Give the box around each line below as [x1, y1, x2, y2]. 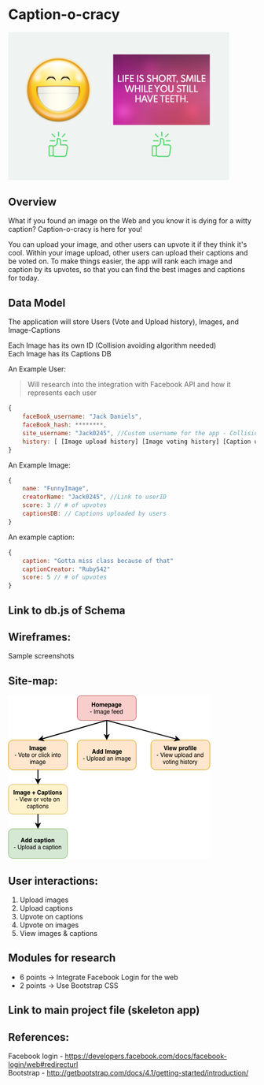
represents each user [27, 388, 97, 397]
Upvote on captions [19, 912, 84, 921]
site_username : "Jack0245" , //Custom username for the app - [22, 429, 226, 437]
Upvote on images [19, 920, 79, 930]
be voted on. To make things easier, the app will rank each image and [8, 256, 233, 266]
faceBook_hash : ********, [22, 421, 108, 429]
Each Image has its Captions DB [8, 349, 112, 359]
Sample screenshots [8, 651, 75, 661]
